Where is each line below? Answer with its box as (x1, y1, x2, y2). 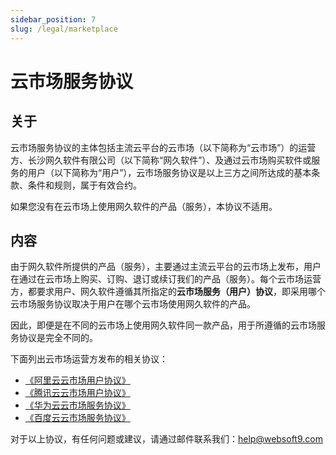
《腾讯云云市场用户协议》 (24, 387, 131, 399)
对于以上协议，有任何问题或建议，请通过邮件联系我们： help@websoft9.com (10, 433, 323, 445)
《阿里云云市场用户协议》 (24, 374, 131, 386)
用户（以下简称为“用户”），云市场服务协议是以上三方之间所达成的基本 (27, 166, 312, 178)
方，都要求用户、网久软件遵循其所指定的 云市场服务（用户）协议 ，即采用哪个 (10, 286, 326, 298)
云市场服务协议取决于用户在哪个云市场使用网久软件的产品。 (10, 298, 256, 310)
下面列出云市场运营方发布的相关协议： (10, 353, 168, 365)
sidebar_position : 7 (10, 14, 97, 25)
